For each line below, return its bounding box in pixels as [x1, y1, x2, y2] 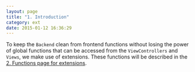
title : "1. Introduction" [6, 14, 69, 20]
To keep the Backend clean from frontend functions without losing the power [6, 41, 189, 48]
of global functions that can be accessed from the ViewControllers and [6, 47, 178, 54]
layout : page [6, 8, 38, 15]
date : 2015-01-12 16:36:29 [6, 25, 72, 31]
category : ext [6, 19, 41, 25]
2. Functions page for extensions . [6, 60, 87, 67]
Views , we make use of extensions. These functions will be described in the [6, 53, 188, 60]
